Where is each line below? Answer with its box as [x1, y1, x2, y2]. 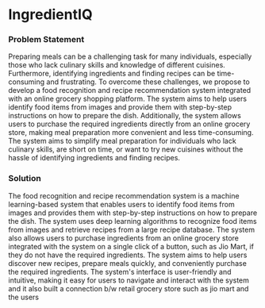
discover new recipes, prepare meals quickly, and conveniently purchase [8, 258, 248, 268]
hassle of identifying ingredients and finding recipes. [8, 153, 181, 163]
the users [8, 292, 40, 302]
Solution [8, 173, 42, 184]
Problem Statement [8, 34, 85, 45]
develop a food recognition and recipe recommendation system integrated [8, 86, 252, 95]
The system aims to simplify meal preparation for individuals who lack [8, 137, 236, 146]
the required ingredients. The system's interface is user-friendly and [8, 267, 232, 276]
